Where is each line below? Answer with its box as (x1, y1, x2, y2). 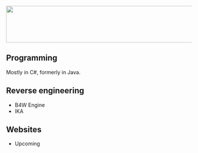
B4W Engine (14, 101, 45, 108)
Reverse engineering (6, 86, 84, 96)
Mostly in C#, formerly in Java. (6, 68, 81, 75)
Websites (6, 125, 42, 135)
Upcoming (14, 140, 40, 147)
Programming (6, 53, 58, 63)
